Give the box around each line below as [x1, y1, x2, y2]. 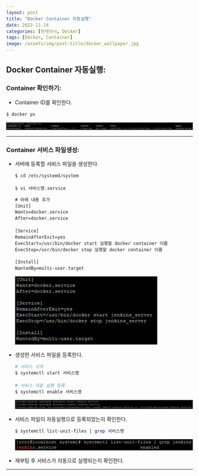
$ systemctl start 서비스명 [14, 370, 79, 376]
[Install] [14, 259, 40, 265]
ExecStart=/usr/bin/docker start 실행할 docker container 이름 [14, 240, 168, 246]
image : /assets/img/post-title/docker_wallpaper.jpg [6, 41, 139, 47]
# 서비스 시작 [14, 364, 43, 370]
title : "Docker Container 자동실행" [6, 15, 92, 22]
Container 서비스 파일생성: [6, 146, 80, 154]
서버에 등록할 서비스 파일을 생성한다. [14, 160, 99, 168]
